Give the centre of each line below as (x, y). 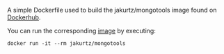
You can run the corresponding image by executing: (82, 31)
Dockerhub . (24, 17)
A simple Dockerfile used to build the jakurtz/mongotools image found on (112, 10)
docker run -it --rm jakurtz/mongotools (67, 44)
